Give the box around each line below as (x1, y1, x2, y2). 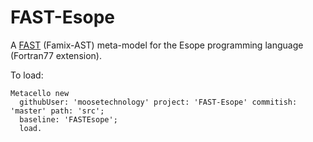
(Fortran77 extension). (10, 49, 102, 61)
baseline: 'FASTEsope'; (19, 114, 118, 125)
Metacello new (10, 88, 70, 98)
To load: (10, 69, 44, 81)
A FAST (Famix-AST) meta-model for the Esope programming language (10, 39, 304, 51)
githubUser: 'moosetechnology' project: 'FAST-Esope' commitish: (19, 97, 298, 107)
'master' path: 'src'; (10, 106, 105, 116)
